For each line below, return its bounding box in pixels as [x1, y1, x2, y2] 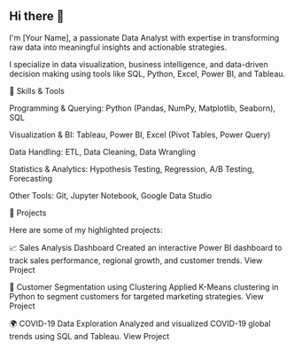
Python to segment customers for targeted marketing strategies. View [9, 291, 264, 301]
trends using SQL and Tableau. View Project [9, 331, 170, 341]
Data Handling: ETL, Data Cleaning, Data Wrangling [9, 146, 197, 157]
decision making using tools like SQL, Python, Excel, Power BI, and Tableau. [9, 68, 286, 79]
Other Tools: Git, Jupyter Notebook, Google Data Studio [9, 190, 213, 200]
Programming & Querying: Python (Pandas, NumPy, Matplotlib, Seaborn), [9, 103, 276, 113]
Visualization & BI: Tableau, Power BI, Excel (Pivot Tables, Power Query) [9, 129, 271, 140]
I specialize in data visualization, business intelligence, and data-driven [9, 58, 268, 69]
